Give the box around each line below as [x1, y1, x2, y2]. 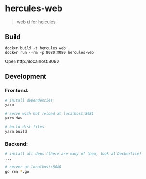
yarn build [5, 129, 27, 134]
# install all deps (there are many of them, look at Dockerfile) [5, 151, 142, 156]
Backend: [5, 140, 28, 147]
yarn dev [5, 116, 23, 121]
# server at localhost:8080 [5, 164, 62, 169]
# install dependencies [5, 98, 53, 103]
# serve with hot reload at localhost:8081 [5, 111, 94, 116]
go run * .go [5, 169, 29, 174]
